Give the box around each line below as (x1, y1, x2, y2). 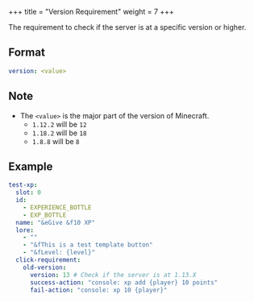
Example (8, 159, 53, 173)
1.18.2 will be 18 (31, 128, 87, 138)
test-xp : (8, 181, 38, 189)
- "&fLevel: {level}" (23, 249, 95, 257)
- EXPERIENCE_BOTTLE (23, 203, 92, 212)
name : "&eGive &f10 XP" (15, 218, 95, 226)
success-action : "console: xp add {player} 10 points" (29, 278, 219, 287)
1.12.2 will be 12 (31, 119, 87, 129)
